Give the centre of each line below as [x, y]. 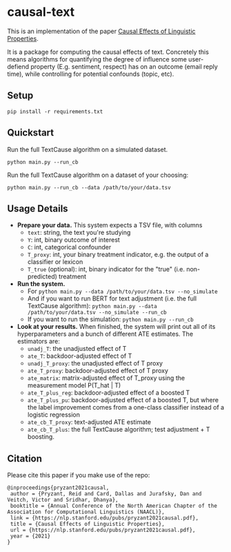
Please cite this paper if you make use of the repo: [79, 475]
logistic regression [54, 415]
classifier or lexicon [55, 262]
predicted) [42, 276]
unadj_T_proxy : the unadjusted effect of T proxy [95, 363]
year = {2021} [30, 536]
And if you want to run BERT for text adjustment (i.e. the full [112, 298]
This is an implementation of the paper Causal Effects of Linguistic [101, 31]
